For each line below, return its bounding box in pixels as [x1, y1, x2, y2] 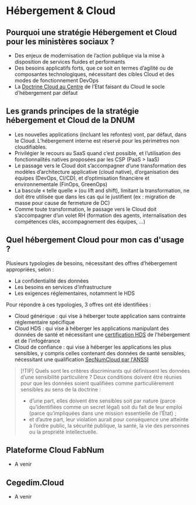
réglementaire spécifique [14, 318, 75, 325]
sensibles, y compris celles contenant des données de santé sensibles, [14, 349, 185, 356]
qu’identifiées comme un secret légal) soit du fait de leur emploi [29, 403, 183, 410]
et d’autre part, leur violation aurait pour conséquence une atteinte [29, 415, 188, 422]
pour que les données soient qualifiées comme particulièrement [20, 379, 174, 387]
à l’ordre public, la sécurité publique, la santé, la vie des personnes [29, 422, 190, 429]
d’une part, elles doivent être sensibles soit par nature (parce [29, 397, 176, 404]
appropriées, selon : [6, 266, 54, 273]
